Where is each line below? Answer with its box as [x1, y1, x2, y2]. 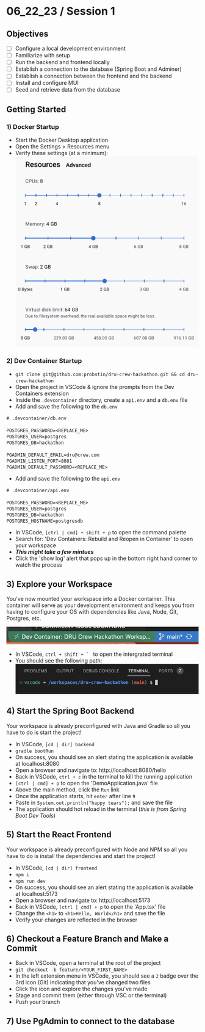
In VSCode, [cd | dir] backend [15, 740, 95, 747]
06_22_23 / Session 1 [6, 4, 115, 18]
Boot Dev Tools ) [15, 812, 56, 819]
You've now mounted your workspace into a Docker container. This [6, 595, 176, 602]
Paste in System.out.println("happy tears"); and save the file [15, 799, 173, 806]
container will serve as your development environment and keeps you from [6, 601, 195, 609]
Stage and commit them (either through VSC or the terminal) [15, 992, 167, 999]
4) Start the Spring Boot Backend [6, 706, 134, 716]
